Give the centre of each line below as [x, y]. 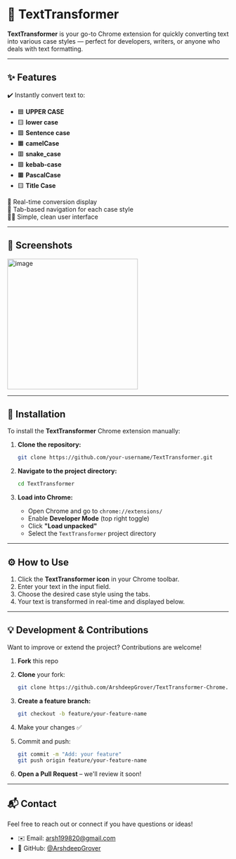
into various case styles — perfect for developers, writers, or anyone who [114, 41]
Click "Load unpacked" [63, 526]
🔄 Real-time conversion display [52, 202]
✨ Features [32, 78]
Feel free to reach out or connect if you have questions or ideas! [100, 824]
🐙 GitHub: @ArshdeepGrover [59, 848]
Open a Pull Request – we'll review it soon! [79, 774]
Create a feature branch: [54, 701]
